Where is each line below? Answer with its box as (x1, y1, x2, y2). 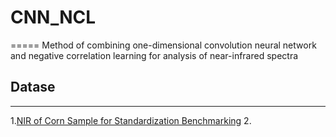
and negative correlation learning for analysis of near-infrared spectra (10, 49, 299, 61)
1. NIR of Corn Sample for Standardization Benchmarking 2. (10, 114, 252, 126)
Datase (10, 79, 56, 96)
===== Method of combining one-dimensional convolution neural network (10, 39, 317, 51)
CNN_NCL (10, 6, 97, 29)
